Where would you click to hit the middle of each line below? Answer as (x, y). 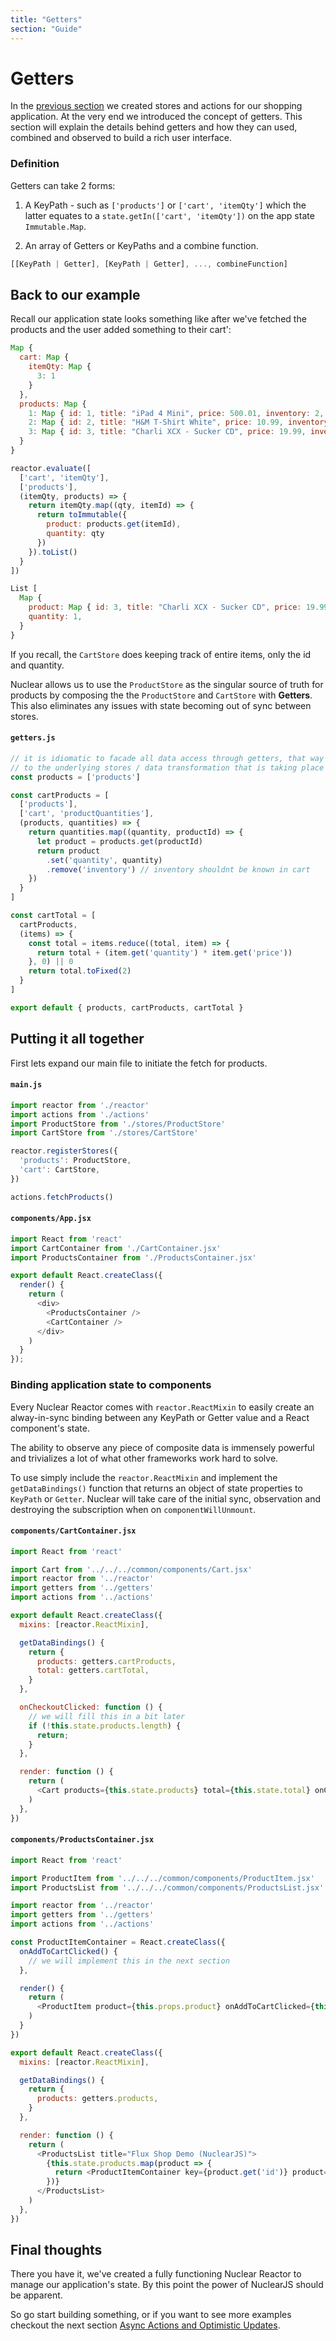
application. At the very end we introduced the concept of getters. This (156, 117)
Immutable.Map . (55, 226)
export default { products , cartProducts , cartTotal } (127, 1007)
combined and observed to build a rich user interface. (121, 138)
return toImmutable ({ (82, 515)
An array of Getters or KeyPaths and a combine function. (141, 245)
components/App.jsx (51, 1219)
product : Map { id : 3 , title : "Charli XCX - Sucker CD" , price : (165, 607)
